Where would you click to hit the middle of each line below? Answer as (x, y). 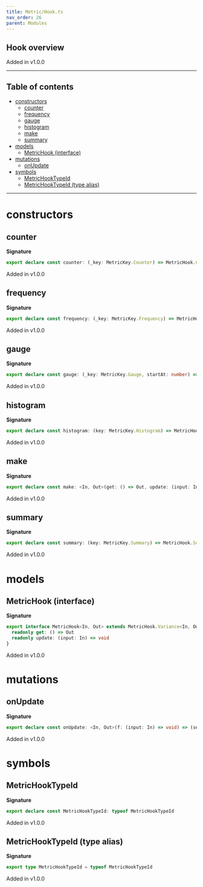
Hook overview (35, 47)
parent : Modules (27, 23)
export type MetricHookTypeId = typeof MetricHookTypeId (79, 867)
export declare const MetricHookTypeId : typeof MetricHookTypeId (90, 811)
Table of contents (40, 87)
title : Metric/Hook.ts (35, 12)
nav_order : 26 (24, 18)
